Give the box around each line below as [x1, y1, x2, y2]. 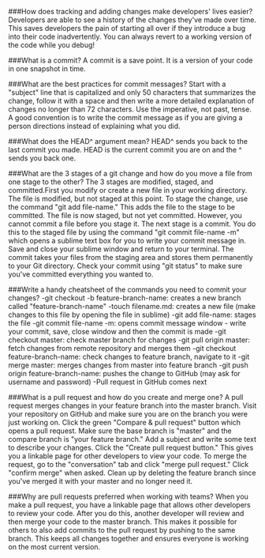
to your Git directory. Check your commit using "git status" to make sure [8, 261, 243, 270]
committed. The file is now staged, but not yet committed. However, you [8, 211, 243, 220]
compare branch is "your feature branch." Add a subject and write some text [8, 435, 257, 443]
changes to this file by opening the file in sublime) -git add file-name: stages [8, 310, 256, 319]
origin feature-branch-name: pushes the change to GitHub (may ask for [8, 369, 241, 378]
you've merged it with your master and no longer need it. [8, 477, 193, 485]
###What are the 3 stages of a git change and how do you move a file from [8, 169, 252, 178]
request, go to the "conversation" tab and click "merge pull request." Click [8, 460, 249, 469]
